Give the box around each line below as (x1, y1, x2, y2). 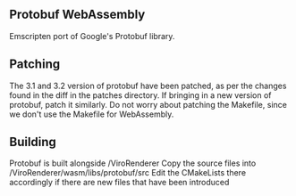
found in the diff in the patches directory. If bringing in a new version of (9, 89, 272, 101)
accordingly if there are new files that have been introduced (9, 177, 230, 188)
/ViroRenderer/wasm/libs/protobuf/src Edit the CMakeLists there (9, 167, 247, 178)
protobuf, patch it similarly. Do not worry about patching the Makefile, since (9, 99, 288, 110)
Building (9, 135, 56, 150)
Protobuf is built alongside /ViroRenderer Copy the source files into (9, 158, 257, 168)
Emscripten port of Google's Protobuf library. (9, 30, 175, 41)
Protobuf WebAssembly (9, 7, 146, 22)
